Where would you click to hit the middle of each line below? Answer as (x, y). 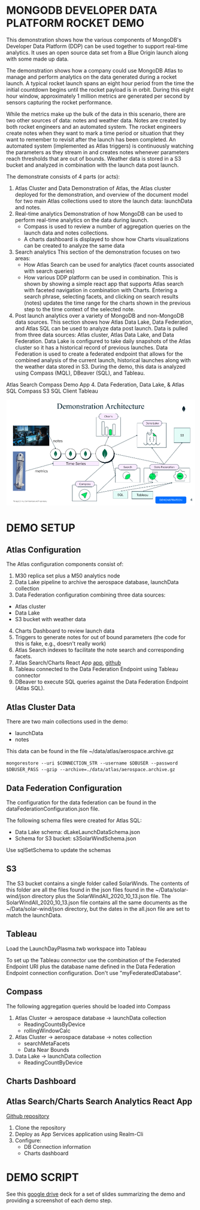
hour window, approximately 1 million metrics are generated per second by (98, 96)
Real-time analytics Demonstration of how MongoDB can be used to (99, 213)
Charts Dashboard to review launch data (65, 631)
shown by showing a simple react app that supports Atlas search (104, 284)
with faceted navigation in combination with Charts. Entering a (101, 290)
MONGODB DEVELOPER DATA (82, 10)
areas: (23, 258)
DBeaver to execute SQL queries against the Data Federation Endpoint (101, 682)
